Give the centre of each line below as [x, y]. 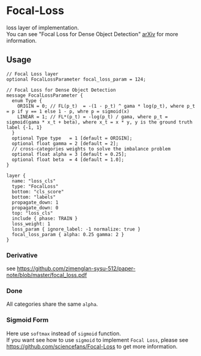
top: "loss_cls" [32, 213]
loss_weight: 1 [31, 224]
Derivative [22, 255]
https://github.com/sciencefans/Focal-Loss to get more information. [92, 346]
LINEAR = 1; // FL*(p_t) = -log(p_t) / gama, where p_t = [93, 117]
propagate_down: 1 [35, 202]
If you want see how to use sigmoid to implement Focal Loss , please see [97, 339]
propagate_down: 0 [35, 208]
